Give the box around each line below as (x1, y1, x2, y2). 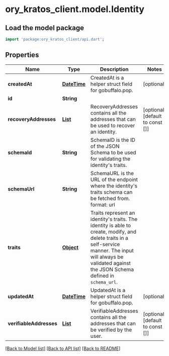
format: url (90, 201, 115, 208)
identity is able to (90, 222, 131, 229)
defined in (90, 272, 115, 279)
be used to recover (90, 122, 135, 129)
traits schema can (90, 189, 133, 196)
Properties (5, 51, 39, 59)
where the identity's (90, 182, 138, 189)
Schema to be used (90, 149, 137, 156)
